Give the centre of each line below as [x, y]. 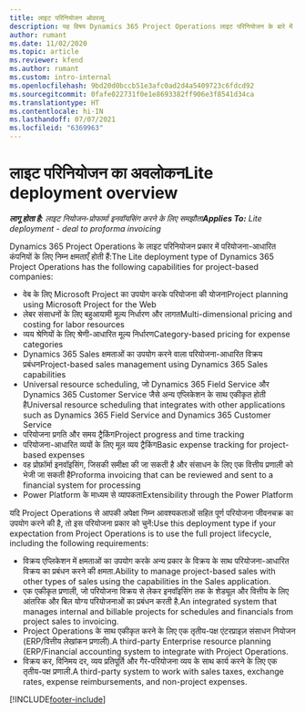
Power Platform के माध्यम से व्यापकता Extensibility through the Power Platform [158, 494]
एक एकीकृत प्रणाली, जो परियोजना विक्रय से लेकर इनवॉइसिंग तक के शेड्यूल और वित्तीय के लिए [156, 591]
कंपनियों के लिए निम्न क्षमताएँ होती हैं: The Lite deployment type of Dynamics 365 [142, 256]
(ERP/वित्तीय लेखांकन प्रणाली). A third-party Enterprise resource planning [147, 641]
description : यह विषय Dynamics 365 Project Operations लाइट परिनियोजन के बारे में [151, 26]
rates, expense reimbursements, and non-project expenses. [135, 681]
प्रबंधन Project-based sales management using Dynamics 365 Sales [145, 364]
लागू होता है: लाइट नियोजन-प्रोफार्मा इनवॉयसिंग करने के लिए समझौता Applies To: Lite [136, 218]
